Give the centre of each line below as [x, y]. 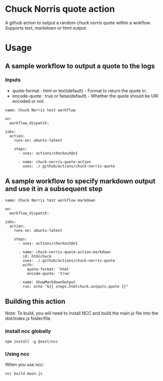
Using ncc [17, 354]
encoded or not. [28, 101]
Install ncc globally [28, 331]
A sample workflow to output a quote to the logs [80, 66]
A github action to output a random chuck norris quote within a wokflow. [78, 23]
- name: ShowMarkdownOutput [47, 282]
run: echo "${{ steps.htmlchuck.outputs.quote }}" [76, 286]
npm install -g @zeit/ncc [31, 341]
